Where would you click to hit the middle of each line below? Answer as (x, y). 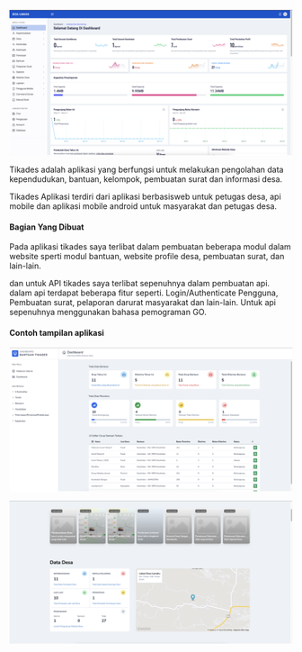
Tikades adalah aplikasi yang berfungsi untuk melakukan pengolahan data (147, 169)
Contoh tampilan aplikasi (57, 332)
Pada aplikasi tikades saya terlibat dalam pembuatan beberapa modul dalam (151, 247)
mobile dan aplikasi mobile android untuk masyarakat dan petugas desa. (143, 206)
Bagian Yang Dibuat (47, 227)
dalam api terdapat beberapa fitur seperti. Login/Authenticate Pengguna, (144, 293)
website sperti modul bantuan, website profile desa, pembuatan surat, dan (147, 257)
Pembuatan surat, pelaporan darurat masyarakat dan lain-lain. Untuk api (143, 303)
